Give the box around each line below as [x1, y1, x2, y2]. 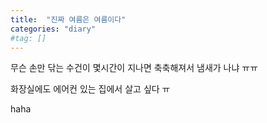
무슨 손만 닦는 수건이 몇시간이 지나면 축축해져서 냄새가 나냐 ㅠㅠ [10, 62, 259, 74]
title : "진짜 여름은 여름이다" [10, 14, 127, 25]
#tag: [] [10, 33, 47, 43]
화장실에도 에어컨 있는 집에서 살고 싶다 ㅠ [10, 83, 171, 95]
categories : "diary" [10, 24, 97, 34]
